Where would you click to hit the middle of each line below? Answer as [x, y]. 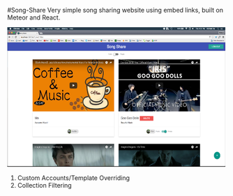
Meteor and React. [34, 17]
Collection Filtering [44, 185]
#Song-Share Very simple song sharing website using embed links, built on [115, 10]
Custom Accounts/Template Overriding [74, 178]
